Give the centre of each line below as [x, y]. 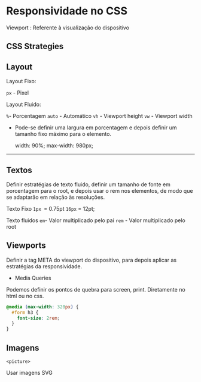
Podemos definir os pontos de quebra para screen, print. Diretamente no [96, 289]
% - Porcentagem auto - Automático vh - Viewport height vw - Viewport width [99, 116]
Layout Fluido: [24, 104]
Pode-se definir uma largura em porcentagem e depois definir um [96, 128]
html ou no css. [25, 296]
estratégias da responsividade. [44, 266]
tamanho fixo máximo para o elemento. [63, 134]
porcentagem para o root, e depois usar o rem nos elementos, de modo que [100, 190]
